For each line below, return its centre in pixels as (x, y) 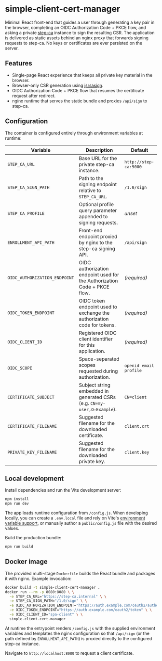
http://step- (139, 162)
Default (140, 150)
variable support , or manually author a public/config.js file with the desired (81, 523)
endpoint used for (99, 274)
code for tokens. (97, 325)
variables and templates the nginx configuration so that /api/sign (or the (77, 633)
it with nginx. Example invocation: (38, 579)
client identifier (96, 339)
